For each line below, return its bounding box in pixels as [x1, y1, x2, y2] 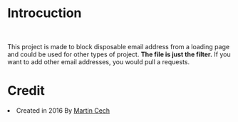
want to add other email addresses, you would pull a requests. [7, 57, 190, 66]
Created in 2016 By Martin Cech [16, 106, 110, 115]
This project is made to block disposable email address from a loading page [7, 42, 230, 51]
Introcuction [7, 5, 82, 21]
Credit [7, 83, 45, 99]
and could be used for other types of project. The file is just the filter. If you [7, 50, 231, 59]
